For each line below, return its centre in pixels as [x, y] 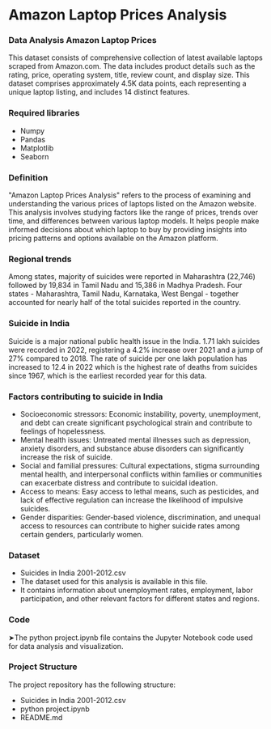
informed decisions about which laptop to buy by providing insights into [128, 230]
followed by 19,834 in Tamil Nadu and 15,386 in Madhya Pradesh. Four [125, 286]
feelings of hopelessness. [63, 431]
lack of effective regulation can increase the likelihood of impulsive [131, 500]
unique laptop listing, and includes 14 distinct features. [99, 92]
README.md [41, 717]
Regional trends [40, 259]
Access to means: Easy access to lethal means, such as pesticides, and [140, 491]
